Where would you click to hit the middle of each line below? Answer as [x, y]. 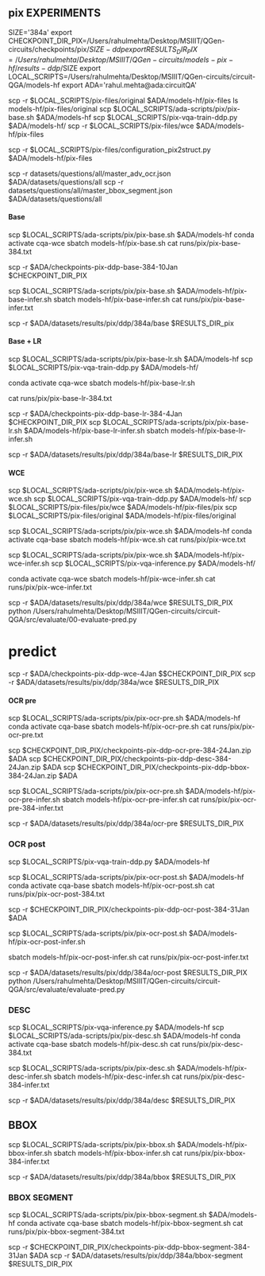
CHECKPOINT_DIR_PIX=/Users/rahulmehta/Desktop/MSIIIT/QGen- [117, 41]
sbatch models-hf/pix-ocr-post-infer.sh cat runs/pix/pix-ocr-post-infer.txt [129, 957]
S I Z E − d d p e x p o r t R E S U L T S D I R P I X [144, 50]
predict [33, 652]
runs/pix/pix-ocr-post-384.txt [57, 893]
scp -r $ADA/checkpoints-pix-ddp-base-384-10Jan [93, 266]
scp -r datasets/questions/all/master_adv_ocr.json [90, 173]
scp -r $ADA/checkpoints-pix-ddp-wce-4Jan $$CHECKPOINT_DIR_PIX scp [132, 674]
